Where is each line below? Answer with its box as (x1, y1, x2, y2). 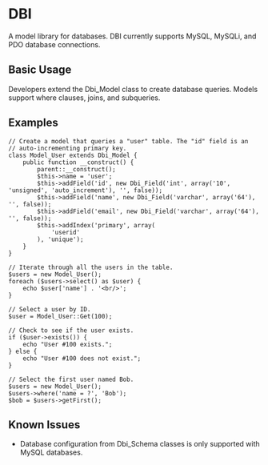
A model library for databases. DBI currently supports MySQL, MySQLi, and (8, 31, 257, 41)
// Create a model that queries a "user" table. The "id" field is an (8, 137, 249, 145)
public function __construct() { (22, 158, 134, 166)
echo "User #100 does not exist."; (22, 354, 142, 363)
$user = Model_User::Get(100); (8, 312, 113, 320)
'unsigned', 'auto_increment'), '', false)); (8, 186, 162, 194)
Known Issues (8, 418, 81, 431)
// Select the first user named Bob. (8, 375, 134, 383)
